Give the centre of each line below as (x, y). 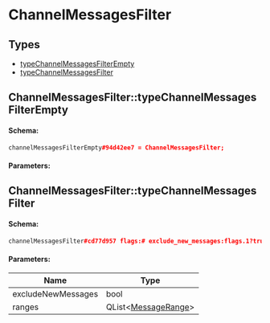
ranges (26, 307)
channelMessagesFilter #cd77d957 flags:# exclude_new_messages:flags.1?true (138, 241)
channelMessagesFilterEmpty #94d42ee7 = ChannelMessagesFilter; (117, 147)
